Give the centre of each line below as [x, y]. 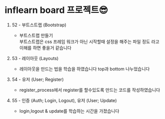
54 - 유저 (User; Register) [38, 79]
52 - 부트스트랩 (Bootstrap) [39, 25]
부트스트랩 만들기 [36, 35]
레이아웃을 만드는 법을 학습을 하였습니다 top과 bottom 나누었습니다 [84, 69]
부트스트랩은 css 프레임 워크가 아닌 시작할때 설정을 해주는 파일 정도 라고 [89, 41]
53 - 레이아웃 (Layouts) [35, 58]
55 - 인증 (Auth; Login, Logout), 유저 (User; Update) [64, 100]
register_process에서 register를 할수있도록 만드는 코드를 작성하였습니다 [90, 90]
